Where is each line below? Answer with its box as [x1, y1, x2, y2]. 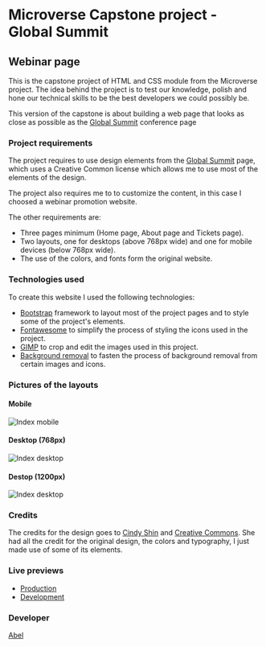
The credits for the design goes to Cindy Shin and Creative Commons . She [8, 528, 256, 538]
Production [19, 583, 57, 593]
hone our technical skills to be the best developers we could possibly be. [8, 93, 250, 102]
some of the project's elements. [19, 316, 126, 326]
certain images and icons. [19, 359, 106, 369]
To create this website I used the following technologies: [8, 292, 195, 302]
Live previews [8, 565, 64, 576]
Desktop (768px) [8, 435, 66, 445]
